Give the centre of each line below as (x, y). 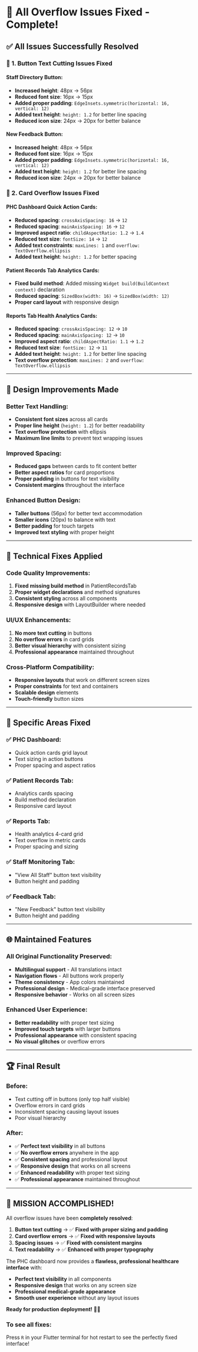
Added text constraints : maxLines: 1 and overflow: (77, 245)
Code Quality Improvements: (48, 573)
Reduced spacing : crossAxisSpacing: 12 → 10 (71, 329)
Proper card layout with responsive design (67, 302)
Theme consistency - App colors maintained (70, 982)
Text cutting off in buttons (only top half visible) (72, 1099)
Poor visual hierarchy (40, 1118)
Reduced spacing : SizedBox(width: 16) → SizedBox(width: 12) (92, 296)
